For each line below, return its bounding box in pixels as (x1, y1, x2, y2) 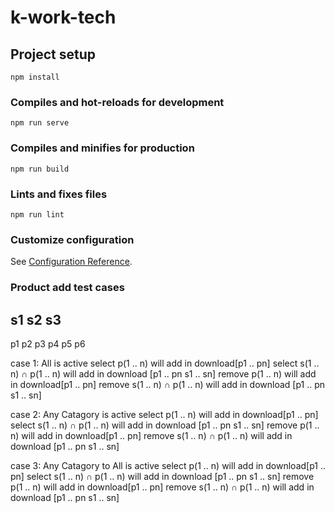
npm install (10, 72, 60, 82)
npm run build (10, 164, 70, 174)
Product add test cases (10, 281, 125, 295)
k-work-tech (10, 6, 117, 29)
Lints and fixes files (10, 187, 108, 201)
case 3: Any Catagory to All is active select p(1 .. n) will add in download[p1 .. (10, 459, 326, 471)
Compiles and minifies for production (10, 141, 195, 155)
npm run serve (10, 118, 70, 128)
